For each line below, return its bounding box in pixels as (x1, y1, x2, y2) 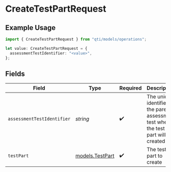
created (147, 138, 165, 145)
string (75, 116, 90, 123)
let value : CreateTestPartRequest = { (5, 46, 88, 51)
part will (147, 131, 166, 138)
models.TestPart (75, 152, 115, 159)
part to (147, 152, 163, 159)
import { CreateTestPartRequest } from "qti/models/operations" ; (5, 37, 147, 42)
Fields (5, 69, 25, 78)
